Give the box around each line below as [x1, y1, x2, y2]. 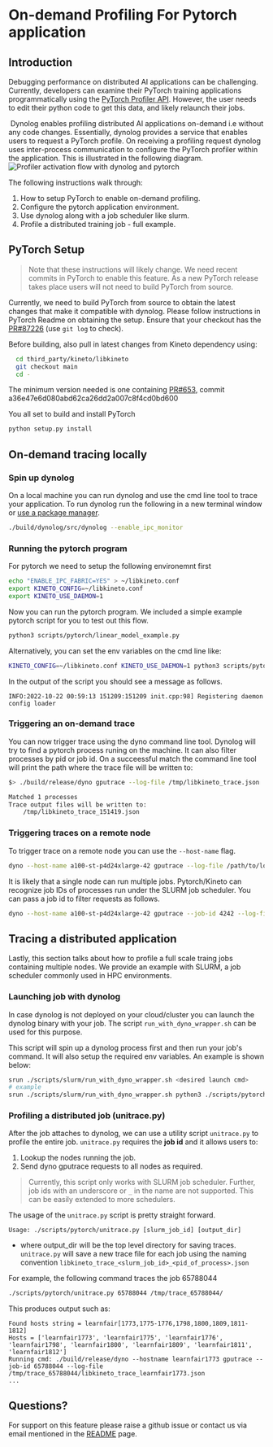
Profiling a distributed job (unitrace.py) [8, 1110, 166, 1121]
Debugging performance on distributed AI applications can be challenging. [8, 77, 258, 86]
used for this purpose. [8, 1027, 83, 1037]
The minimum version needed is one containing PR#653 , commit [8, 385, 225, 395]
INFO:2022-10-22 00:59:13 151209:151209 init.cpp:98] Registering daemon [8, 692, 264, 701]
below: [8, 1060, 31, 1069]
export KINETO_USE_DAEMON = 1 [8, 592, 104, 600]
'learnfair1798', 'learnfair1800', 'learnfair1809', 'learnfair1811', [8, 1341, 253, 1349]
